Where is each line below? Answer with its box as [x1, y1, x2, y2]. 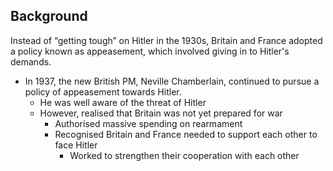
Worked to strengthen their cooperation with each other [69, 149, 300, 161]
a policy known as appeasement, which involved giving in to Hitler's [10, 45, 290, 57]
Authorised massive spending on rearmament [54, 117, 243, 129]
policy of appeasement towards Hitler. [24, 85, 182, 98]
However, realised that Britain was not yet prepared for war [39, 107, 283, 119]
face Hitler [54, 139, 98, 151]
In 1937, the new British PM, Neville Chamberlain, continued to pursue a [24, 75, 320, 87]
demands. [10, 55, 52, 68]
